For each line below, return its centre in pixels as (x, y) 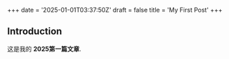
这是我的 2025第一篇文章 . (44, 49)
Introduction (35, 31)
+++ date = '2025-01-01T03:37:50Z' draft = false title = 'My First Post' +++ (115, 10)
